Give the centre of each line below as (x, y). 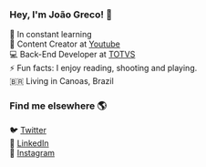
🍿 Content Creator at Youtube (65, 44)
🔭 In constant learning (51, 35)
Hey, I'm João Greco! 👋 (61, 15)
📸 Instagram (32, 152)
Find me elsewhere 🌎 (58, 106)
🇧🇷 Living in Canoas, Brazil (62, 81)
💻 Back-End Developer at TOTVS (72, 55)
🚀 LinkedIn (29, 143)
